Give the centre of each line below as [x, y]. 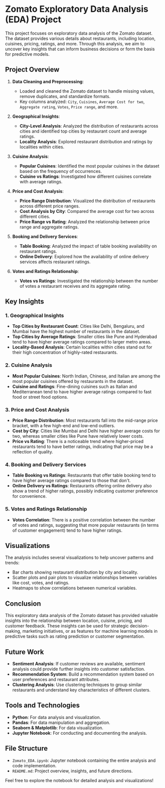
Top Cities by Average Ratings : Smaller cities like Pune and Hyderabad [84, 337]
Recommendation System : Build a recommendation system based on [83, 674]
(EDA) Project [33, 19]
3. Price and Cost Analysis [37, 410]
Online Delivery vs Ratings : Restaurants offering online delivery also [82, 486]
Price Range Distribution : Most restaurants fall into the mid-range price [85, 420]
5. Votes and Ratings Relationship [46, 509]
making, [13, 631]
